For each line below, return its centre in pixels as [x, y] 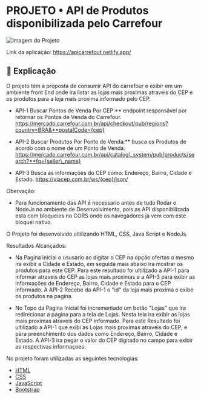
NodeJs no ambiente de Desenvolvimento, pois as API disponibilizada [102, 209]
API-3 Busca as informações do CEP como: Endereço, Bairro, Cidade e [103, 172]
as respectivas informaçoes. [50, 346]
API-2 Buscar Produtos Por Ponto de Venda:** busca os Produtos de [100, 142]
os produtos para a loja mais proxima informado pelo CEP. [79, 98]
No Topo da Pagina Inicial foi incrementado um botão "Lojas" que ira [100, 308]
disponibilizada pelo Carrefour [84, 23]
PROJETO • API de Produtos [77, 11]
